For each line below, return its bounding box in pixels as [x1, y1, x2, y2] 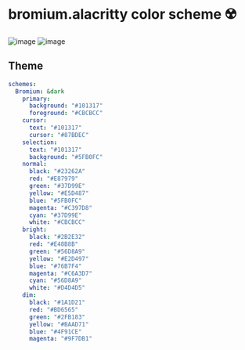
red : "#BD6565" [28, 305, 79, 313]
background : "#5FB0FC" [28, 153, 103, 161]
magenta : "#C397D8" [28, 204, 92, 211]
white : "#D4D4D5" [28, 284, 86, 292]
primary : [22, 95, 51, 103]
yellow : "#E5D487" [28, 189, 89, 197]
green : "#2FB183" [28, 313, 86, 321]
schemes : [8, 80, 37, 88]
